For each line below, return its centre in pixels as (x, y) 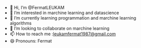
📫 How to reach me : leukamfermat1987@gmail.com (63, 34)
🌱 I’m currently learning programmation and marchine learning (73, 18)
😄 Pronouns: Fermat (31, 41)
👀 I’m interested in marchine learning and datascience (64, 13)
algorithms (21, 23)
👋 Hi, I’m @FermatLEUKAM (37, 8)
